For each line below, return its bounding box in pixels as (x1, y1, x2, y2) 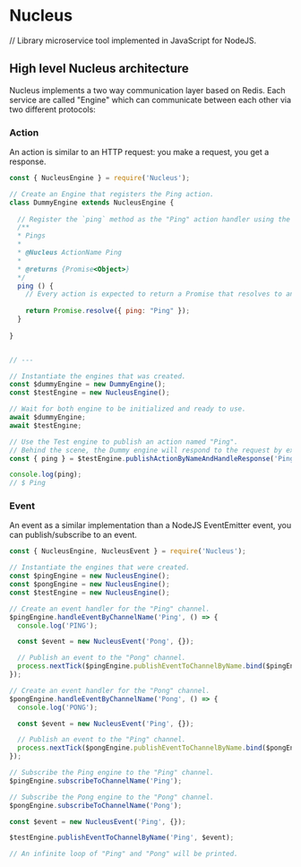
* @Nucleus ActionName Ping (17, 248, 123, 257)
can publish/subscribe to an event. (9, 530, 137, 541)
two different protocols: (9, 104, 96, 115)
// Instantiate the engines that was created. (9, 371, 186, 381)
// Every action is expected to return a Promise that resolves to (25, 290, 282, 299)
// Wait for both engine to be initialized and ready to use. (9, 404, 246, 413)
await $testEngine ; (9, 420, 82, 430)
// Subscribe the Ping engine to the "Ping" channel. (9, 768, 215, 777)
